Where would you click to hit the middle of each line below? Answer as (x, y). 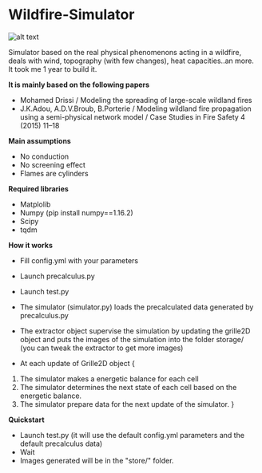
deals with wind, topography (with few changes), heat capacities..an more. (131, 61)
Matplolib (35, 204)
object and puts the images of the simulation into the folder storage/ (132, 339)
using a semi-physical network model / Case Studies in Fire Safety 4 (133, 116)
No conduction (44, 156)
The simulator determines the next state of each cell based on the (128, 387)
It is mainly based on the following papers (79, 85)
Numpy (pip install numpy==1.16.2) (76, 212)
